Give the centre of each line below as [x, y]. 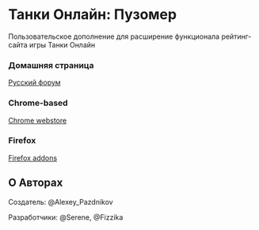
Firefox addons [33, 158]
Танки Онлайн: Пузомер [92, 15]
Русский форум [34, 83]
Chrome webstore [38, 120]
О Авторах [36, 183]
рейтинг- [236, 36]
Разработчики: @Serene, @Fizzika [66, 217]
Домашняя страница [51, 65]
